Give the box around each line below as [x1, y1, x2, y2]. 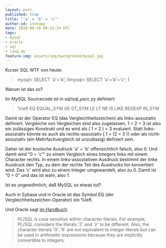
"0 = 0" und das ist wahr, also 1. [5, 172, 71, 178]
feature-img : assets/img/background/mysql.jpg [5, 53, 103, 59]
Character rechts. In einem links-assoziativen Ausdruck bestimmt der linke [5, 157, 158, 163]
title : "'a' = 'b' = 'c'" [5, 16, 59, 21]
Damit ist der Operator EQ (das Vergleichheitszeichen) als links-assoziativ [5, 115, 157, 121]
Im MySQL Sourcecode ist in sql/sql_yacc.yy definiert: [5, 96, 116, 102]
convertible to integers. [17, 237, 66, 244]
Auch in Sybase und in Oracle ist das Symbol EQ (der [5, 192, 114, 198]
